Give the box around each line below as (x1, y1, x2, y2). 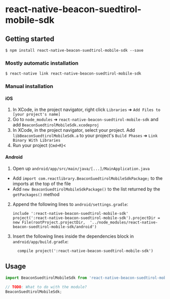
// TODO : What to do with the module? (5, 285, 87, 290)
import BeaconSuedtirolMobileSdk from (5, 275, 87, 281)
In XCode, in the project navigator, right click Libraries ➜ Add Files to (12, 106, 161, 113)
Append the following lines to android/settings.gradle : (12, 201, 129, 207)
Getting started (5, 34, 55, 43)
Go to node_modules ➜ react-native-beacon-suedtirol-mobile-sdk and (12, 117, 158, 123)
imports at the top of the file (12, 180, 71, 186)
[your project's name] (12, 112, 61, 117)
